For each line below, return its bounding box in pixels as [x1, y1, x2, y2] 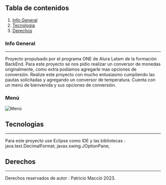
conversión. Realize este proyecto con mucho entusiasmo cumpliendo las [5, 72, 155, 78]
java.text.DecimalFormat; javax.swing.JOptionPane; [5, 143, 110, 149]
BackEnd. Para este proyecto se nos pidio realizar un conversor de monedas [5, 61, 161, 67]
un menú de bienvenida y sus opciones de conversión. [5, 82, 117, 88]
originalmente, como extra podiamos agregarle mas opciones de [5, 66, 137, 72]
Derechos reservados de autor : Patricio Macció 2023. [5, 175, 116, 181]
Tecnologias [5, 120, 44, 128]
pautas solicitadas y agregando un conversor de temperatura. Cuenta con [5, 77, 156, 83]
